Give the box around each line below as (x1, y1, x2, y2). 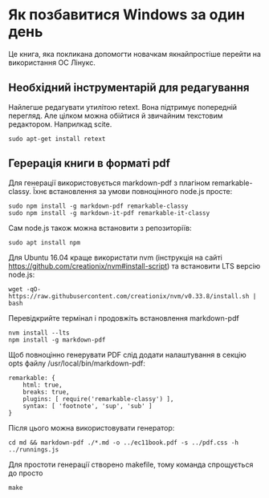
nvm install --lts (8, 329, 70, 337)
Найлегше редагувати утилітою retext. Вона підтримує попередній (8, 102, 238, 111)
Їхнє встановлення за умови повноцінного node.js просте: (33, 186, 233, 196)
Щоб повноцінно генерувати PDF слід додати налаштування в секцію (8, 350, 247, 359)
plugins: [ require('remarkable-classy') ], (22, 395, 174, 403)
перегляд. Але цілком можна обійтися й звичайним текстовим (8, 111, 223, 120)
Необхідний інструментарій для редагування (8, 81, 250, 95)
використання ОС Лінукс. (8, 58, 96, 67)
